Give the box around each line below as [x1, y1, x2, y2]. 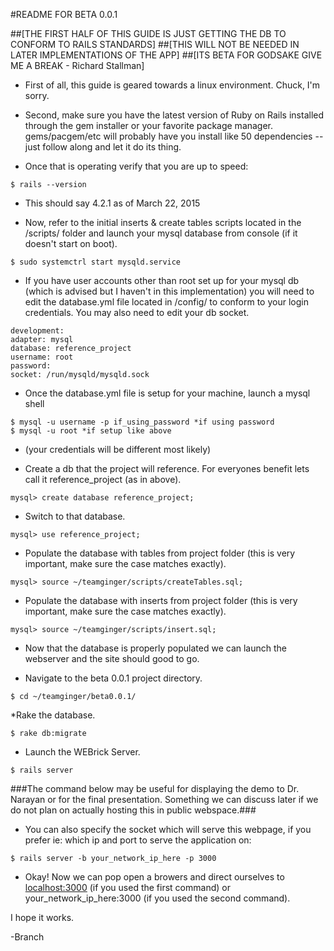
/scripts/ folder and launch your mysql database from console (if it [24, 227, 298, 239]
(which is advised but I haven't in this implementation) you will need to [24, 285, 315, 297]
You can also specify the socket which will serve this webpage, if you [24, 824, 312, 835]
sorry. [24, 90, 50, 101]
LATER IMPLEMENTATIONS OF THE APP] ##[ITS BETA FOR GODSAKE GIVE [10, 49, 323, 61]
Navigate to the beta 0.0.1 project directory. [24, 672, 203, 684]
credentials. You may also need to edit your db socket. [24, 307, 250, 318]
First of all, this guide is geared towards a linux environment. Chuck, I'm [24, 79, 321, 91]
